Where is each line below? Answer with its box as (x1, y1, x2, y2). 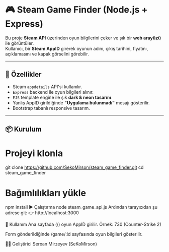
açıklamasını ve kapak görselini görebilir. (5, 51, 89, 57)
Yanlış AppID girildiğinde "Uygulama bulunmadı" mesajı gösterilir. (12, 99, 150, 106)
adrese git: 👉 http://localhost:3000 (5, 210, 79, 216)
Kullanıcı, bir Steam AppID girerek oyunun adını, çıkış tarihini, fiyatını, (5, 45, 148, 51)
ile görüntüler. (5, 40, 34, 46)
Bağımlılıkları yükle (5, 187, 87, 199)
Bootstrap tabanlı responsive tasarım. (12, 105, 91, 111)
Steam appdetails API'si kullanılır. (12, 84, 82, 90)
